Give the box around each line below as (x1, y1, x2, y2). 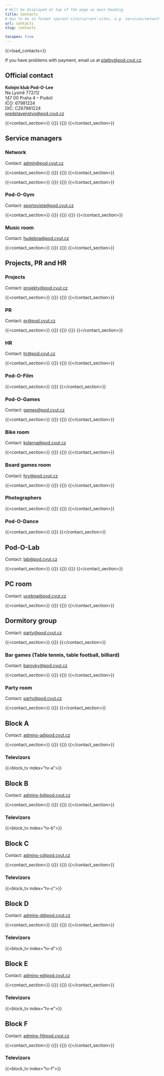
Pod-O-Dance (5, 518, 39, 525)
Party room (5, 684, 33, 691)
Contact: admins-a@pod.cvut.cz (5, 732, 71, 738)
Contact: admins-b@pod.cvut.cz (5, 793, 71, 798)
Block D (5, 899, 29, 908)
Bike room (5, 429, 30, 436)
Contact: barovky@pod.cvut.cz (5, 663, 68, 668)
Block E (5, 960, 28, 968)
